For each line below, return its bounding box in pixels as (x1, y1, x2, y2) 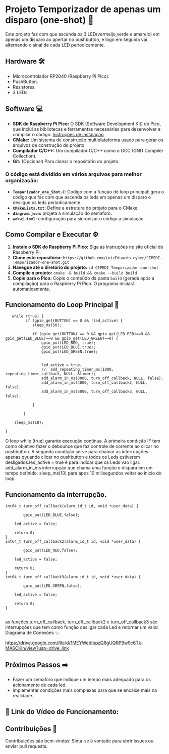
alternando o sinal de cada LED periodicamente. (5, 42, 105, 48)
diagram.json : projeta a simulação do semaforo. (12, 210, 112, 216)
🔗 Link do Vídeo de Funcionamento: (5, 707, 119, 716)
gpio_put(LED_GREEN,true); (41, 349, 98, 354)
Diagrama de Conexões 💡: (5, 629, 60, 636)
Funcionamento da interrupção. (5, 490, 107, 499)
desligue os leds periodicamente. (12, 199, 82, 206)
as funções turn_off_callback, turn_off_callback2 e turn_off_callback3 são (5, 619, 158, 625)
